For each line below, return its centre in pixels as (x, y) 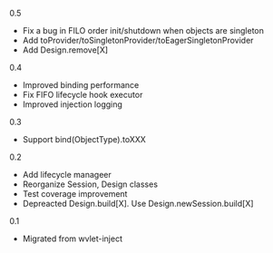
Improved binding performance (81, 85)
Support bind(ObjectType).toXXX (84, 139)
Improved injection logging (72, 104)
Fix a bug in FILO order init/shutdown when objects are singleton (143, 30)
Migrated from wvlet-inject (72, 238)
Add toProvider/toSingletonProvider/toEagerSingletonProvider (138, 40)
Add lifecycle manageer (67, 175)
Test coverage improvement (75, 194)
